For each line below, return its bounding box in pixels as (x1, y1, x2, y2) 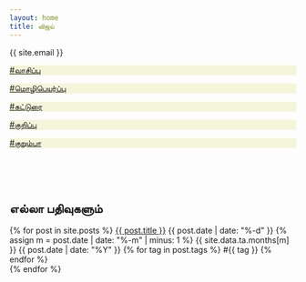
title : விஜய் (9, 22, 55, 31)
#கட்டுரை (9, 101, 43, 112)
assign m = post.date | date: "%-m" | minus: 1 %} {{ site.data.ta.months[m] (9, 235, 290, 246)
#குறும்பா (9, 137, 42, 148)
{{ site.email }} (9, 46, 64, 57)
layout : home (9, 13, 59, 23)
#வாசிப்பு (9, 65, 41, 76)
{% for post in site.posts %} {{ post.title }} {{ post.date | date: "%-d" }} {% (9, 225, 288, 237)
